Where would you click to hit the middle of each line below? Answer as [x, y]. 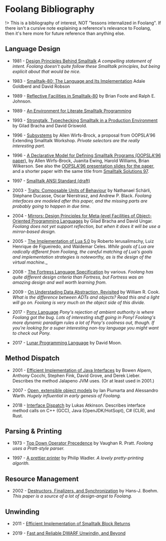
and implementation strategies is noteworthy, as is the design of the [82, 257]
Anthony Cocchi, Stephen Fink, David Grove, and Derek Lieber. [76, 376]
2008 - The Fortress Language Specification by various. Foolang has [83, 271]
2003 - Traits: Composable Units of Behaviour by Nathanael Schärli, [82, 190]
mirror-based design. [34, 231]
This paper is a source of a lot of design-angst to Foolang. [72, 496]
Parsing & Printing [33, 431]
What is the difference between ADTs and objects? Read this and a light [86, 297]
